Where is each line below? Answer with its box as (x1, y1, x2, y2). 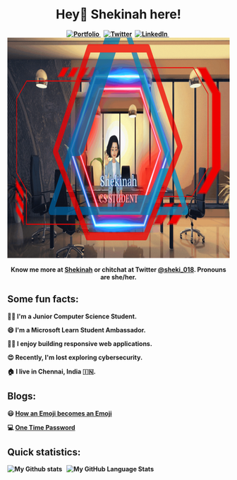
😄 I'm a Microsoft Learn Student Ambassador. (7, 325, 146, 334)
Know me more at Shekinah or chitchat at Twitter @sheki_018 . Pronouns (10, 265, 227, 274)
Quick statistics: (7, 446, 81, 458)
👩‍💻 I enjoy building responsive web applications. (7, 339, 153, 348)
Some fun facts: (7, 293, 79, 306)
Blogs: (7, 390, 37, 402)
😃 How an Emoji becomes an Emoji (7, 409, 112, 417)
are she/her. (99, 272, 138, 281)
